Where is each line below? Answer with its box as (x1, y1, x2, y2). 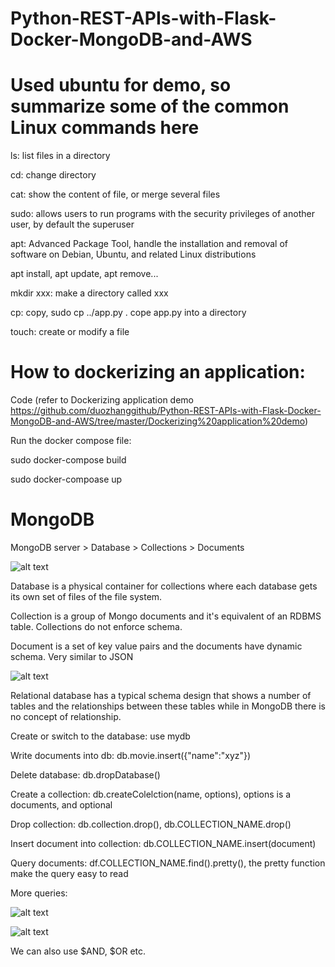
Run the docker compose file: (10, 435, 132, 447)
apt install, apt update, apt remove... (10, 268, 159, 280)
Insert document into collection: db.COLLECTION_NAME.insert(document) (10, 838, 317, 849)
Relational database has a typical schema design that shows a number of (10, 690, 312, 701)
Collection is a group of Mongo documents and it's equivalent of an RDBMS (10, 610, 322, 622)
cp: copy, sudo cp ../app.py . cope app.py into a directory (10, 307, 247, 319)
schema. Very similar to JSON (10, 651, 134, 662)
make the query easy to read (10, 868, 129, 879)
